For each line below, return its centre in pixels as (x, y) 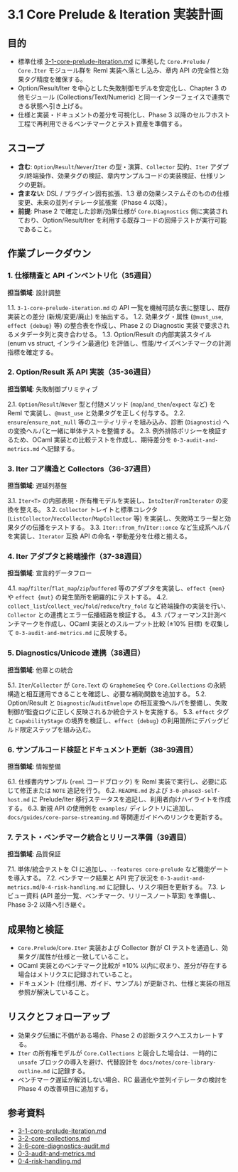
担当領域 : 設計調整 (34, 292)
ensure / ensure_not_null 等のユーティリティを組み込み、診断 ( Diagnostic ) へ (118, 422)
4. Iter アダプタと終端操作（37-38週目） (77, 557)
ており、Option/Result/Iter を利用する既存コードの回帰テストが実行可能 (122, 220)
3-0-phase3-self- (195, 791)
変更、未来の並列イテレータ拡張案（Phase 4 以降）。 (94, 202)
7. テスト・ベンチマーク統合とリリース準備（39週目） (99, 837)
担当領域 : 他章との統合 (40, 670)
